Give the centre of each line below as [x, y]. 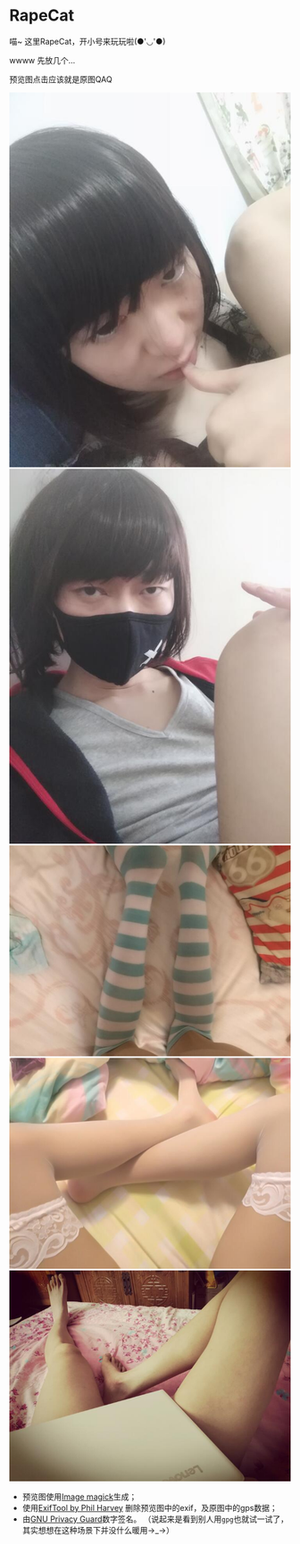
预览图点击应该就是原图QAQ [61, 79]
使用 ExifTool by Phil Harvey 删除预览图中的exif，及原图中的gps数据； [150, 1507]
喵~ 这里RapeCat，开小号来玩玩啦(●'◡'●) [87, 41]
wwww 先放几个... [42, 60]
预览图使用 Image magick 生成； [79, 1497]
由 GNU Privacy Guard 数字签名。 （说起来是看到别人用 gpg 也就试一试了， [155, 1519]
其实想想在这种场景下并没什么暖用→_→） [98, 1530]
